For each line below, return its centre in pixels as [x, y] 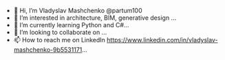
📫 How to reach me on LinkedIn [59, 40]
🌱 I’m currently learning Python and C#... [71, 25]
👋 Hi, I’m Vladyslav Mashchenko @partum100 [78, 11]
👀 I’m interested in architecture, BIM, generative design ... [95, 18]
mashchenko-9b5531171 [48, 50]
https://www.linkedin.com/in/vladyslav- [162, 40]
